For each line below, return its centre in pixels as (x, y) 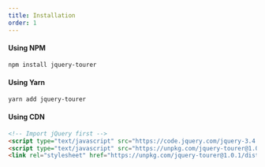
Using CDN (26, 117)
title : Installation (42, 15)
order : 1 (22, 23)
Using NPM (27, 48)
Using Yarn (27, 83)
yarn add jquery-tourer (47, 99)
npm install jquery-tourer (52, 65)
